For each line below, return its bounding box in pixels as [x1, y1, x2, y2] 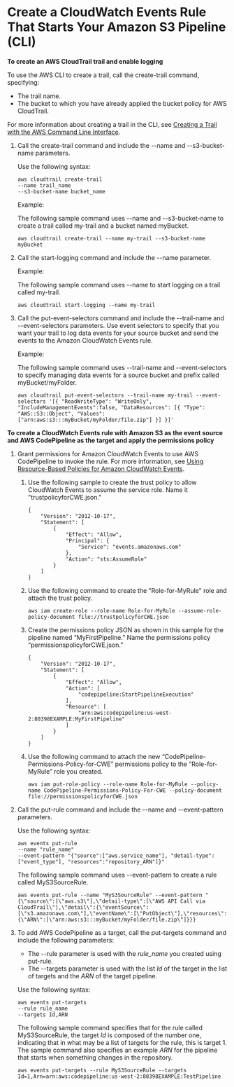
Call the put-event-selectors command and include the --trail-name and [17, 313, 225, 322]
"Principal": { [65, 537, 110, 544]
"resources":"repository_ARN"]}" [67, 858, 166, 866]
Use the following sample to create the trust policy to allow [27, 478, 197, 486]
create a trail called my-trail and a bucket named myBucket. [17, 221, 189, 230]
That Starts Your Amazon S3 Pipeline [7, 19, 226, 35]
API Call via [167, 898, 206, 905]
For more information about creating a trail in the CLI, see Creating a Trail [7, 120, 218, 128]
